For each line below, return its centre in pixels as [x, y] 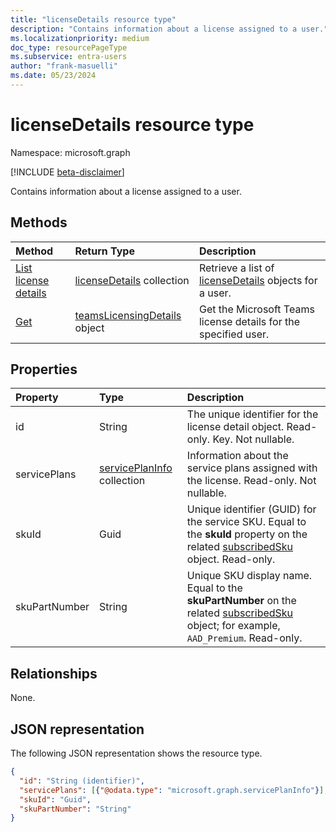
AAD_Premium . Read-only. [244, 638]
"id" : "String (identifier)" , [82, 781]
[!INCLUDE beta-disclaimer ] [67, 172]
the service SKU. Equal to [246, 522]
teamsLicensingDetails [128, 315]
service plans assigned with [252, 468]
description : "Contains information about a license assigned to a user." [169, 29]
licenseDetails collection [132, 280]
